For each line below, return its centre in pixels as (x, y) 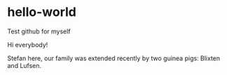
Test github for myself (39, 31)
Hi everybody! (28, 44)
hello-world (42, 12)
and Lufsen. (25, 65)
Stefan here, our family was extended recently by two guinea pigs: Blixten (114, 58)
